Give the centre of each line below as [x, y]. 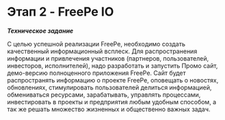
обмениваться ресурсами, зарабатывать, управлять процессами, [104, 94]
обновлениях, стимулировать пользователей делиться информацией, [109, 87]
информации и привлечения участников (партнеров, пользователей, [108, 58]
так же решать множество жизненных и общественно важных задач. [109, 109]
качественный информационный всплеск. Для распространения [102, 51]
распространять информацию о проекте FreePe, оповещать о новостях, [113, 80]
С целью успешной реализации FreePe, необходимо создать [96, 44]
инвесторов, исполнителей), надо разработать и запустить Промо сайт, [112, 65]
